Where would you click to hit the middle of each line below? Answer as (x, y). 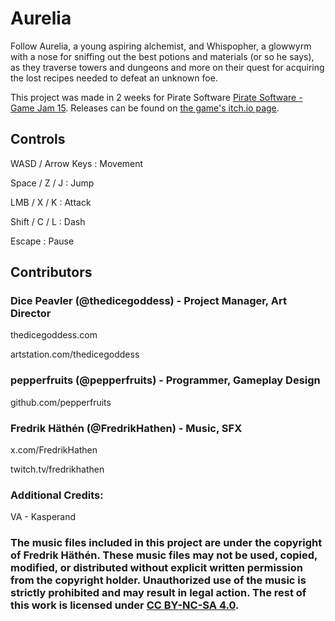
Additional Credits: (57, 495)
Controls (38, 139)
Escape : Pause (42, 241)
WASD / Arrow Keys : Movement (77, 163)
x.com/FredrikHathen (54, 450)
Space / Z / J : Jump (52, 183)
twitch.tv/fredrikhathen (57, 469)
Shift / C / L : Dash (48, 221)
